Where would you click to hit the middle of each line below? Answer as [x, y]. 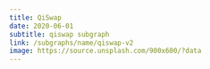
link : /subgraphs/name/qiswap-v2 [71, 43]
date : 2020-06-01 [42, 26]
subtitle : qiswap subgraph [59, 34]
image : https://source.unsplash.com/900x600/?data [105, 51]
